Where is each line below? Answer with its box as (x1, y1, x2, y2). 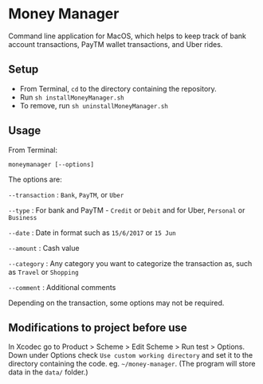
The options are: (8, 174, 62, 184)
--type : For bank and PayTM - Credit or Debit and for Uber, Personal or (8, 205, 245, 215)
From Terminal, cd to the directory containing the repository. (19, 84, 217, 93)
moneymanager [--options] (8, 160, 94, 168)
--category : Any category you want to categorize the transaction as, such (8, 258, 253, 268)
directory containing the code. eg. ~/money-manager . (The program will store (8, 359, 256, 369)
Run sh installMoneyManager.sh (19, 92, 125, 102)
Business (8, 214, 37, 221)
